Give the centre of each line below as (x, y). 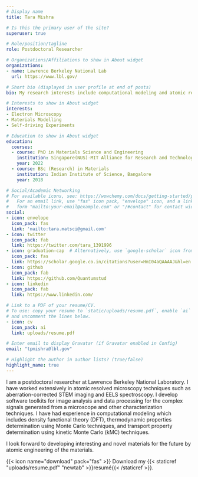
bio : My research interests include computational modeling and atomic (96, 93)
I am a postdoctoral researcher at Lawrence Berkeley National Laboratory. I (97, 382)
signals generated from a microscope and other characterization (84, 407)
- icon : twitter (26, 234)
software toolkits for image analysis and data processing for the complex (95, 401)
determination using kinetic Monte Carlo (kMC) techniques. (78, 432)
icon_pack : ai (29, 327)
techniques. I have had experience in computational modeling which (89, 413)
